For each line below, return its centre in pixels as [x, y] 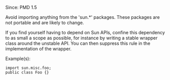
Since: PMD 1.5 [21, 7]
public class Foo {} [27, 72]
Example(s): [18, 59]
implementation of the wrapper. [38, 49]
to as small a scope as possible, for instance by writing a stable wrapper [81, 38]
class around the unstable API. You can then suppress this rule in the [78, 43]
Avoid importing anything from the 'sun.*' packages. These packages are [83, 17]
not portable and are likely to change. [45, 23]
